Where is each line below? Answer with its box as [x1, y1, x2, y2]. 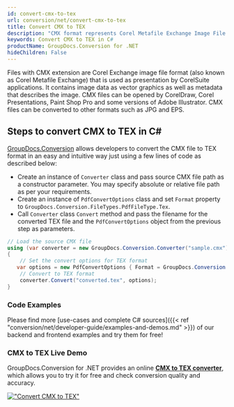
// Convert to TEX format [19, 270, 95, 278]
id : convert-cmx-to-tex [7, 10, 77, 17]
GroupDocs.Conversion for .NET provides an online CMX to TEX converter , [7, 364, 224, 372]
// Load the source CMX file [7, 238, 92, 245]
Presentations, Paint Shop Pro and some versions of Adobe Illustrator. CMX [7, 98, 223, 106]
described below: [7, 158, 57, 168]
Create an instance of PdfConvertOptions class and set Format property [17, 195, 221, 203]
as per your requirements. [17, 187, 92, 195]
